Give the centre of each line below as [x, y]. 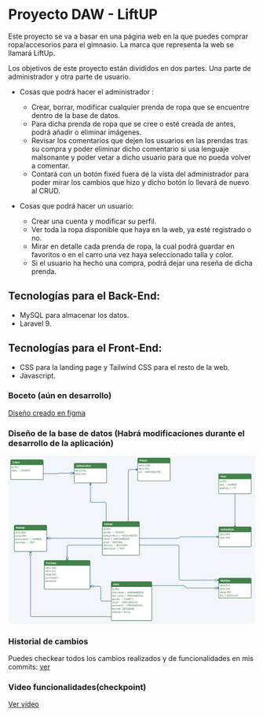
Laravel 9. [35, 323]
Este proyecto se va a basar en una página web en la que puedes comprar [128, 36]
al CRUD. [46, 190]
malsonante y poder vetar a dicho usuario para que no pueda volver [141, 157]
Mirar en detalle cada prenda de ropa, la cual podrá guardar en [133, 246]
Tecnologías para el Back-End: [84, 296]
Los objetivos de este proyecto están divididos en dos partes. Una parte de [130, 68]
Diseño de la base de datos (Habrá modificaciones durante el [126, 433]
